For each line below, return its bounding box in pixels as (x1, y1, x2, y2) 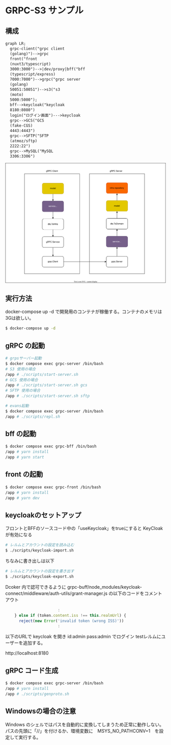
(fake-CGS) (10, 123, 33, 128)
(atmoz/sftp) (10, 138, 38, 143)
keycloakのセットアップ (5, 511, 81, 519)
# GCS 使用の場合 (5, 377, 38, 382)
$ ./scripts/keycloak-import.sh (5, 548, 74, 553)
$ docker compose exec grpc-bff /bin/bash (5, 444, 97, 449)
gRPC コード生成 (5, 666, 59, 675)
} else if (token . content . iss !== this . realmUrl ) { (14, 613, 126, 618)
